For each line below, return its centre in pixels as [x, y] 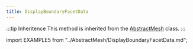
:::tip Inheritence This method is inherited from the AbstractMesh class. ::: [96, 28]
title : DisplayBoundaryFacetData [47, 12]
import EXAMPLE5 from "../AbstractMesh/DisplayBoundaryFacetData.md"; [97, 40]
